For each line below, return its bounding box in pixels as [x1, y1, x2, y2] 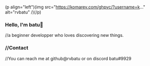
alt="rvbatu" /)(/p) [5, 9, 41, 15]
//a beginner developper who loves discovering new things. [5, 33, 124, 38]
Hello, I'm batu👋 [5, 21, 44, 28]
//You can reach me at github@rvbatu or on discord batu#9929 [5, 55, 132, 61]
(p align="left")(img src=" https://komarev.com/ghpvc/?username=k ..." [5, 4, 146, 10]
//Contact [5, 45, 29, 51]
